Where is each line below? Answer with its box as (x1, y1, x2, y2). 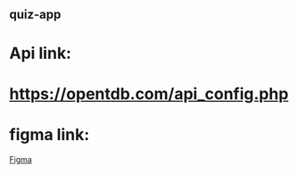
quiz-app (9, 7, 62, 22)
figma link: (9, 124, 90, 145)
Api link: (9, 43, 71, 63)
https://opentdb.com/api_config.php (9, 84, 289, 104)
